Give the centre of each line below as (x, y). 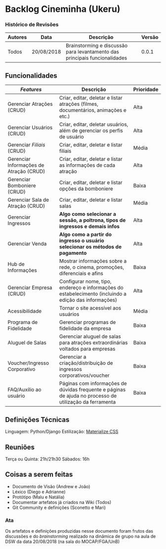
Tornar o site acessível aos (90, 308)
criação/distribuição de (86, 363)
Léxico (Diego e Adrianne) (39, 492)
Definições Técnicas (37, 420)
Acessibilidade (25, 311)
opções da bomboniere (86, 189)
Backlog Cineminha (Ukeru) (63, 9)
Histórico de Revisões (32, 25)
